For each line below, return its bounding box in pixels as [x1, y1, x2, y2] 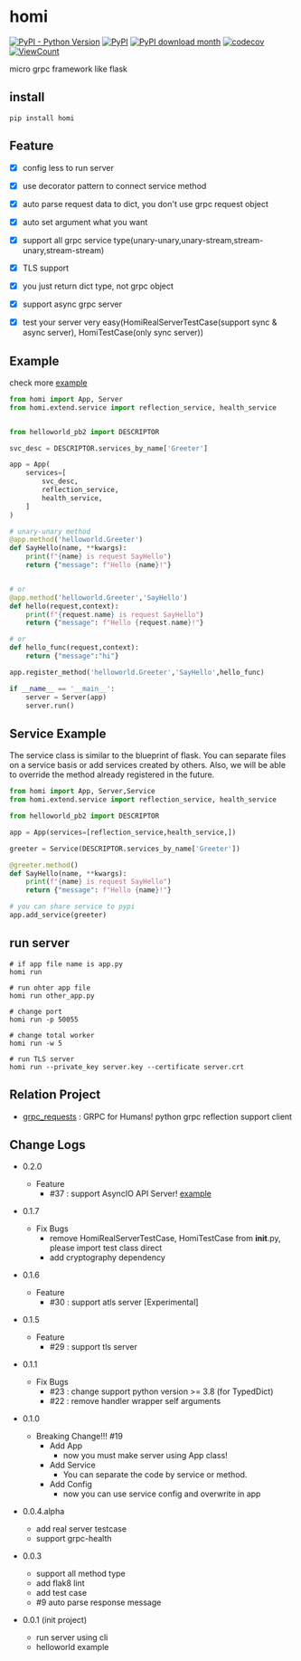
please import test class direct [49, 1242, 163, 1254]
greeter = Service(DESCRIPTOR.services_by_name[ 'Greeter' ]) [9, 844, 241, 853]
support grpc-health [35, 1533, 112, 1544]
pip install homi [9, 113, 75, 123]
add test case [35, 1588, 88, 1599]
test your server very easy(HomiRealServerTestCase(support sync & [22, 317, 277, 327]
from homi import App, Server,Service [9, 787, 155, 796]
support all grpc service [22, 234, 112, 245]
